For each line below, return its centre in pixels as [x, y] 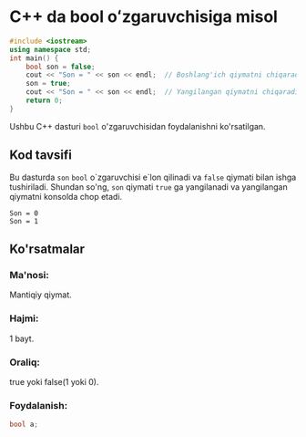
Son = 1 [24, 221]
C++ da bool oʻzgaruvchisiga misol [143, 17]
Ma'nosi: [30, 275]
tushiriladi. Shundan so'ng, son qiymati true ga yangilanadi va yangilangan [149, 187]
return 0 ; [45, 101]
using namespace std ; [51, 49]
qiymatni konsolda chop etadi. [66, 196]
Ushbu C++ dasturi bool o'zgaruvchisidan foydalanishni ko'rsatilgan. [138, 126]
